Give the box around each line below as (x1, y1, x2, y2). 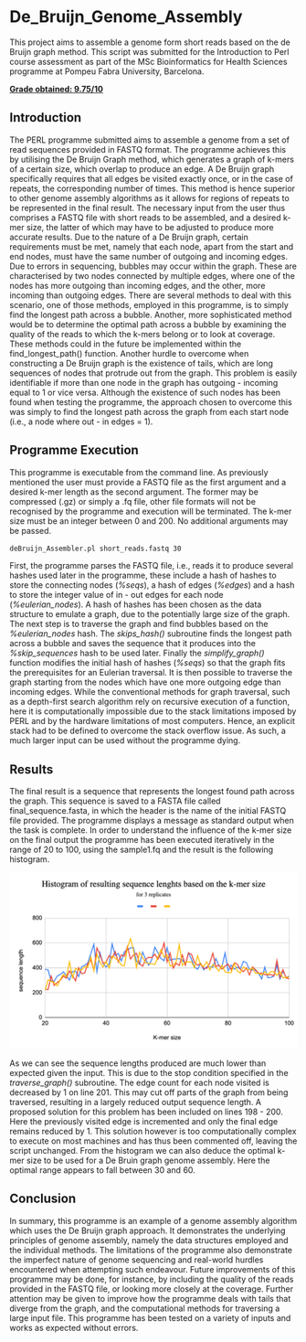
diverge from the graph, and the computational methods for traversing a (9, 1303, 280, 1314)
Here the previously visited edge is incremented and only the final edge (9, 1115, 279, 1126)
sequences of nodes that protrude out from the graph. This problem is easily (9, 367, 298, 378)
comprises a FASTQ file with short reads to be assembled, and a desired (9, 212, 281, 223)
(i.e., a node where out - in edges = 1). (9, 416, 153, 427)
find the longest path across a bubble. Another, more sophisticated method (9, 309, 292, 320)
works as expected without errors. (9, 1322, 139, 1333)
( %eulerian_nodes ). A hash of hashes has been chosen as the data (9, 599, 262, 610)
